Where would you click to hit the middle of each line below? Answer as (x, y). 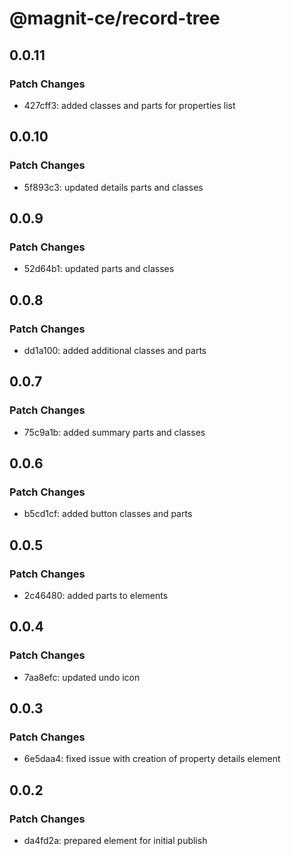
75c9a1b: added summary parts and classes (114, 432)
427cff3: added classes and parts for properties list (129, 105)
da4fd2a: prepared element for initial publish (115, 841)
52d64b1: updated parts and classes (99, 269)
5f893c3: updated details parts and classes (113, 187)
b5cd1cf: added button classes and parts (108, 514)
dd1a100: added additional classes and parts (115, 350)
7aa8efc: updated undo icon (82, 677)
